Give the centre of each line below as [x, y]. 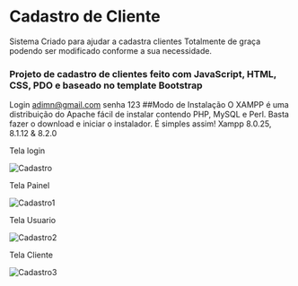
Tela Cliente [31, 255]
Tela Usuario [33, 221]
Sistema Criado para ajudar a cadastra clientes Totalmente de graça [135, 41]
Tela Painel [30, 186]
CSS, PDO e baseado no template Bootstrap [106, 85]
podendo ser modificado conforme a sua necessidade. [111, 50]
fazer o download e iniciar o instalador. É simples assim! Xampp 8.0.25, [140, 124]
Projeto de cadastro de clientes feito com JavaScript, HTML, [143, 74]
